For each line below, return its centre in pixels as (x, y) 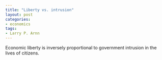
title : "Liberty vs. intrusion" (39, 10)
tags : (11, 29)
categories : (18, 19)
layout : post (19, 15)
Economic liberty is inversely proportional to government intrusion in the (81, 48)
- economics (18, 24)
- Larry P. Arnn (22, 33)
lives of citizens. (22, 53)
